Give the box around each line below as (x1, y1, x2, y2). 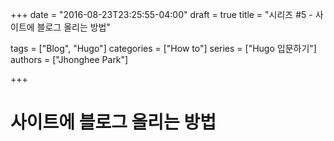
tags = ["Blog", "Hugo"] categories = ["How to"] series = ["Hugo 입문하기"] (10, 43, 317, 54)
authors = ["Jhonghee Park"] (10, 54, 129, 65)
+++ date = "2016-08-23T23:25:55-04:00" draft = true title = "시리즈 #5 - (10, 9, 313, 20)
